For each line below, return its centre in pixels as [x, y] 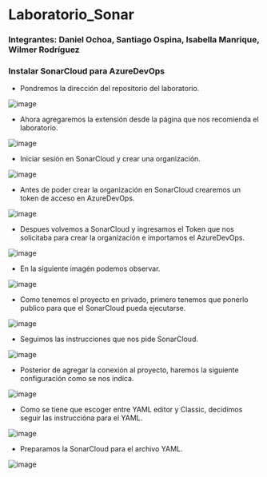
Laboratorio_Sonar [71, 15]
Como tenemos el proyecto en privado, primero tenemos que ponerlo [134, 300]
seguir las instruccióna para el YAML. [81, 418]
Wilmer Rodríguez [44, 50]
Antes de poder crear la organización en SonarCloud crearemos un [130, 190]
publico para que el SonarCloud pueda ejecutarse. [103, 308]
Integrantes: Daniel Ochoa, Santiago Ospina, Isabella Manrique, [134, 40]
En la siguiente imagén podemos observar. [90, 268]
